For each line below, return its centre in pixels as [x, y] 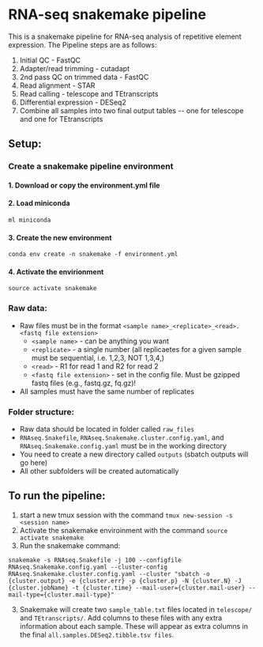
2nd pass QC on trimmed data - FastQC [84, 77]
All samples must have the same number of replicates [107, 391]
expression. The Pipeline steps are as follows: [83, 44]
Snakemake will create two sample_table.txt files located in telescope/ [136, 609]
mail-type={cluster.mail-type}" [61, 595]
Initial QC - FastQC [50, 60]
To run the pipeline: [57, 496]
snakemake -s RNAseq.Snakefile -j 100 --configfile [95, 560]
